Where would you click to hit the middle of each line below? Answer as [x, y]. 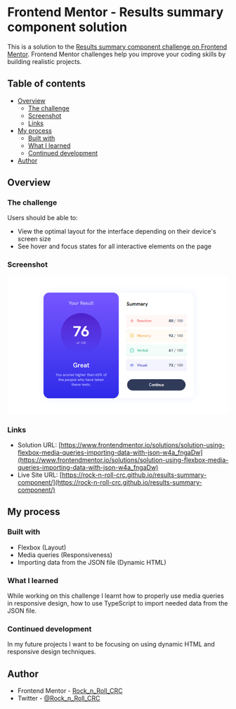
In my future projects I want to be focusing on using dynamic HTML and [111, 644]
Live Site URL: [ [40, 475]
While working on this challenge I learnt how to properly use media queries [116, 596]
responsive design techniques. [52, 652]
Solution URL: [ [39, 445]
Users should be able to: [43, 218]
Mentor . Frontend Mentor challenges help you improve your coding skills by [117, 54]
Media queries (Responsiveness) [65, 555]
